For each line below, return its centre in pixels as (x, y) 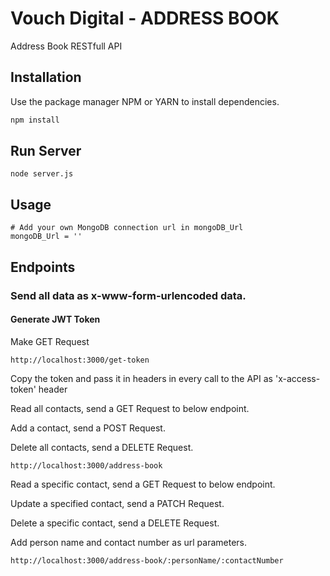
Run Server (46, 151)
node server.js (42, 174)
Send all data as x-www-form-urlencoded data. (128, 295)
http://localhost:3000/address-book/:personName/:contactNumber (147, 560)
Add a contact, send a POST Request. (88, 428)
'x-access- (297, 378)
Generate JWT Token (55, 319)
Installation (46, 77)
